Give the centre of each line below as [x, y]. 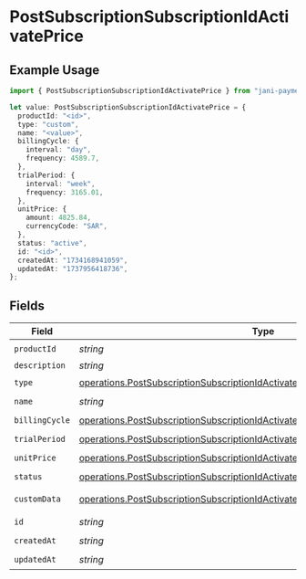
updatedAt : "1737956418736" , [73, 268]
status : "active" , [53, 243]
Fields [27, 305]
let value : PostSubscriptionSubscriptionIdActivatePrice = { [128, 107]
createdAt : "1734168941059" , [73, 260]
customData [37, 499]
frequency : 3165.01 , [65, 192]
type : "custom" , [48, 124]
